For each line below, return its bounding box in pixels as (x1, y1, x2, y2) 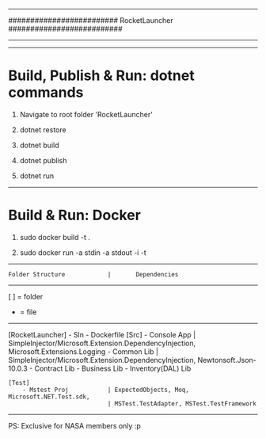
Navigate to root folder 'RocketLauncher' (19, 109, 153, 119)
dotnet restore (19, 124, 66, 135)
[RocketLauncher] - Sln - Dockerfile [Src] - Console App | (8, 329, 196, 339)
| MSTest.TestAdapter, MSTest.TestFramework (107, 399, 257, 408)
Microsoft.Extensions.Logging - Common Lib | (8, 346, 158, 356)
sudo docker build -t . (19, 232, 91, 242)
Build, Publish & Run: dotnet (8, 67, 196, 85)
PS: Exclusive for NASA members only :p (8, 421, 141, 430)
